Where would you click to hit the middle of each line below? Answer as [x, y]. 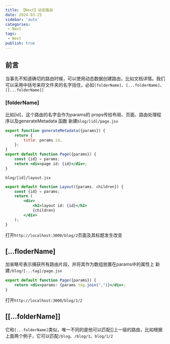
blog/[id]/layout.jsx [28, 178]
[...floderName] [30, 251]
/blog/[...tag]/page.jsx [36, 271]
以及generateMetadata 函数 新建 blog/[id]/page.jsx [64, 121]
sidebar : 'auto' [22, 19]
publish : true [20, 43]
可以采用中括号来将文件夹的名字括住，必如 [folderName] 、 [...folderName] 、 [85, 85]
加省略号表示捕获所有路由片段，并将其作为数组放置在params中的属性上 [80, 264]
